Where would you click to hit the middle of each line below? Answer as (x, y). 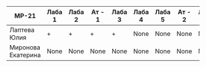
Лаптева (22, 30)
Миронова (25, 47)
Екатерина (25, 55)
